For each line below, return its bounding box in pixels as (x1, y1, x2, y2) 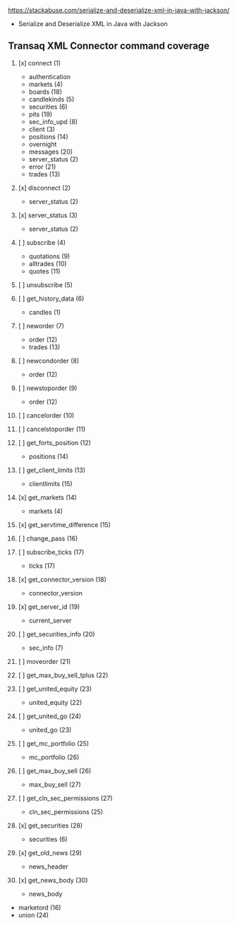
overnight (28, 140, 57, 148)
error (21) (28, 162, 56, 171)
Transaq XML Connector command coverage (8, 40, 210, 52)
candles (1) (28, 308, 61, 316)
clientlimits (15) (28, 479, 73, 488)
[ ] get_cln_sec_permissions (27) (18, 794, 113, 802)
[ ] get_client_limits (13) (18, 466, 86, 474)
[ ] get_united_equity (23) (18, 684, 92, 693)
